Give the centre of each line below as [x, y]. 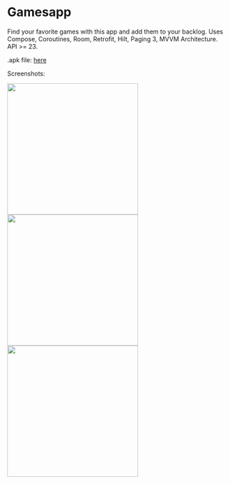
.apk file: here [27, 59]
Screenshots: [26, 73]
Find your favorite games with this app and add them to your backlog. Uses [115, 31]
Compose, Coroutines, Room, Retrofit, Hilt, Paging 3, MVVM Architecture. [113, 38]
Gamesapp [39, 12]
